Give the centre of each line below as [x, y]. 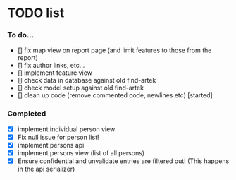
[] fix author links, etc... [51, 66]
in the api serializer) [46, 169]
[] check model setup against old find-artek [81, 88]
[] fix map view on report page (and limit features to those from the [114, 50]
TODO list [36, 13]
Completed [27, 114]
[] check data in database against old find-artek [87, 80]
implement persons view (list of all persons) [81, 152]
